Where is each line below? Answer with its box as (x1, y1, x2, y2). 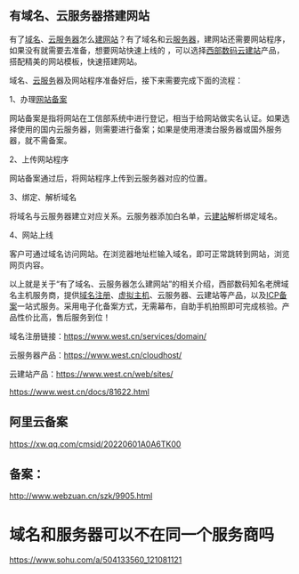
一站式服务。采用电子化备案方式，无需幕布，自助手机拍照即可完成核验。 (17, 301, 282, 311)
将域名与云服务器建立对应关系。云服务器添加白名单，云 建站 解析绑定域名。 (9, 210, 282, 221)
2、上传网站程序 (9, 154, 69, 165)
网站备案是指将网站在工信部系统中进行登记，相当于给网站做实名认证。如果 (9, 112, 282, 123)
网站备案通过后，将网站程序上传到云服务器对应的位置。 (9, 173, 212, 183)
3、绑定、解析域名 (9, 191, 77, 202)
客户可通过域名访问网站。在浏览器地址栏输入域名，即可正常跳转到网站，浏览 (9, 248, 290, 259)
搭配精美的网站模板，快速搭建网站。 (9, 56, 142, 67)
